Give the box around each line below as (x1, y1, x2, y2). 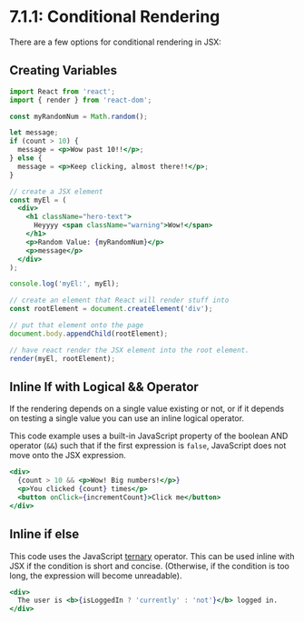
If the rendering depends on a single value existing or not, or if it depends (9, 403, 284, 415)
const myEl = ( (9, 196, 67, 205)
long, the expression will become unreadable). (9, 570, 182, 581)
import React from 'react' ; (9, 86, 116, 96)
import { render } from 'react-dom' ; (9, 95, 152, 105)
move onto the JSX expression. (9, 450, 126, 461)
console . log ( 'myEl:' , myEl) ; (9, 279, 120, 288)
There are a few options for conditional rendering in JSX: (9, 36, 222, 47)
